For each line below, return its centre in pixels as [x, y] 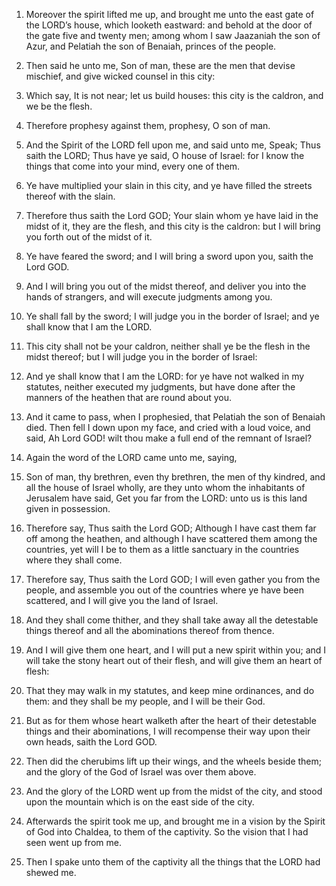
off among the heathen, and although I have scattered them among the [171, 538]
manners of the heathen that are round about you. [129, 397]
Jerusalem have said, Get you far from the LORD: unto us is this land [166, 498]
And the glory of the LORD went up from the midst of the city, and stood [174, 791]
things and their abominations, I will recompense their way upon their [168, 731]
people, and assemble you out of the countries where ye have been [164, 590]
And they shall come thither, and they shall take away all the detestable [172, 620]
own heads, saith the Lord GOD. [91, 742]
